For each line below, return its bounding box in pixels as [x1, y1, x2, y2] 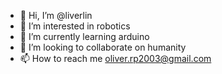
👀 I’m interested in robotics [19, 20, 131, 32]
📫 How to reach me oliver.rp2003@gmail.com [19, 53, 212, 64]
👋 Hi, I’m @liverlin [19, 10, 93, 21]
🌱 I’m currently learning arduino [19, 31, 150, 42]
